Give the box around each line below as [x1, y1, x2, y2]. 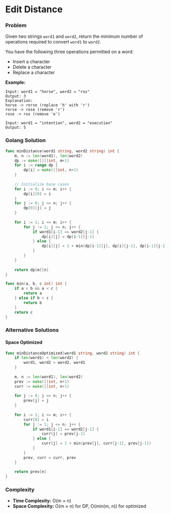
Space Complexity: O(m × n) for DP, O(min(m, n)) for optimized [12, 503, 147, 509]
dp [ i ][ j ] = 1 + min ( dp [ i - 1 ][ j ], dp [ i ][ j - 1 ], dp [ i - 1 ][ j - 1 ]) [41, 244, 169, 249]
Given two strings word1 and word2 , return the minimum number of [5, 33, 144, 39]
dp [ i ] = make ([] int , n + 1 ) [23, 168, 79, 173]
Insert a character [12, 59, 50, 65]
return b [23, 300, 42, 305]
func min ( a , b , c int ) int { [5, 281, 67, 287]
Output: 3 [5, 94, 26, 99]
